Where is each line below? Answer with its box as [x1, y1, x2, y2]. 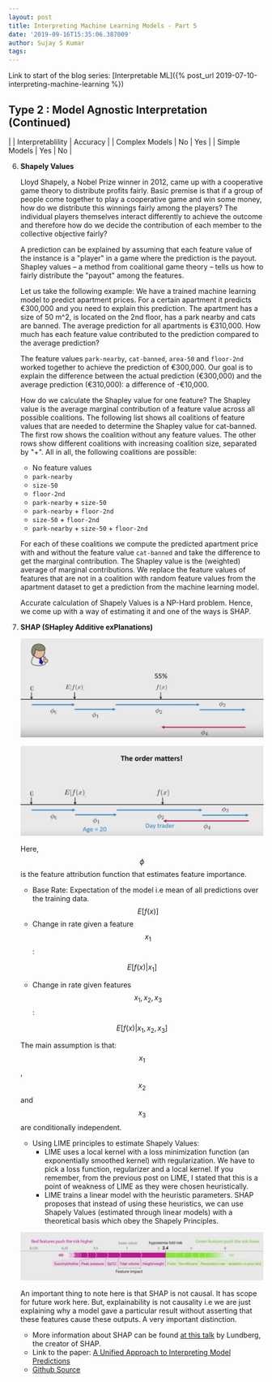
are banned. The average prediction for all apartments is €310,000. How [19, 321, 261, 330]
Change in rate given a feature [32, 919, 134, 929]
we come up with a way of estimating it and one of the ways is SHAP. [19, 606, 252, 616]
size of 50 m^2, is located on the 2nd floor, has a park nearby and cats [19, 312, 256, 322]
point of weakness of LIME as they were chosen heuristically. [44, 1181, 249, 1191]
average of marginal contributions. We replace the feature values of [19, 564, 246, 574]
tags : [8, 47, 27, 56]
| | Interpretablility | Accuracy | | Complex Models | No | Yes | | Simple [8, 136, 240, 146]
